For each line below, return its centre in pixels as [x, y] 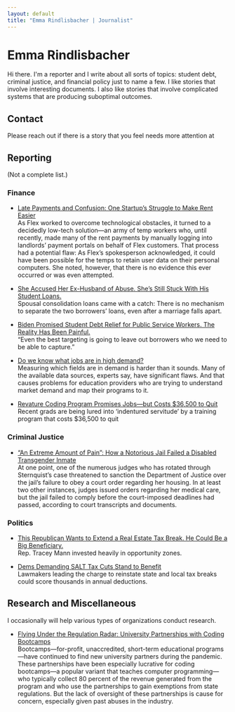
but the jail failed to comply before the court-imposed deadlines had [116, 497]
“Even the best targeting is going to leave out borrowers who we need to [122, 340]
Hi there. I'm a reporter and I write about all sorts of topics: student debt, [112, 74]
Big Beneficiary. [40, 545]
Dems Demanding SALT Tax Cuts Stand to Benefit [89, 566]
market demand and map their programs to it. [83, 391]
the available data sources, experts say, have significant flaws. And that [121, 375]
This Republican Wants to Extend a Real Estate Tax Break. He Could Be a [122, 538]
